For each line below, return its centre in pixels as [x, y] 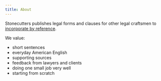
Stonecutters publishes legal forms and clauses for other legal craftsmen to [81, 23]
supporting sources [32, 57]
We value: [15, 38]
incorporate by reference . [31, 28]
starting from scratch [33, 73]
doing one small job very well [41, 68]
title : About [18, 9]
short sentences [29, 47]
